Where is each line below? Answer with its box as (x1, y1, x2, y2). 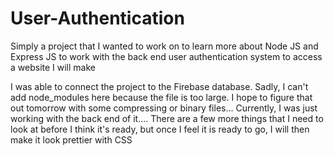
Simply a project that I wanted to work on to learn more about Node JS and (10, 40, 319, 52)
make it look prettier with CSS (10, 133, 133, 146)
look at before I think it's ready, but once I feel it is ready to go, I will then (10, 123, 310, 135)
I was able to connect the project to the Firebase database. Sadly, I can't (10, 80, 309, 92)
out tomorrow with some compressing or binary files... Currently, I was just (10, 102, 318, 114)
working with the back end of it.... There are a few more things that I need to (10, 112, 324, 124)
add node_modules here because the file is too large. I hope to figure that (10, 91, 313, 103)
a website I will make (10, 61, 96, 73)
